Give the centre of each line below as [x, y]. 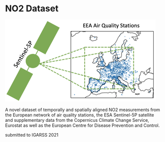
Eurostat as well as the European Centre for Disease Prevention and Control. [82, 125]
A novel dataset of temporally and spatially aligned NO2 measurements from [82, 110]
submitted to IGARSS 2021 [32, 135]
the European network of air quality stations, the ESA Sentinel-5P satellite [80, 115]
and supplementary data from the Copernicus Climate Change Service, [77, 120]
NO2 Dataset [32, 9]
